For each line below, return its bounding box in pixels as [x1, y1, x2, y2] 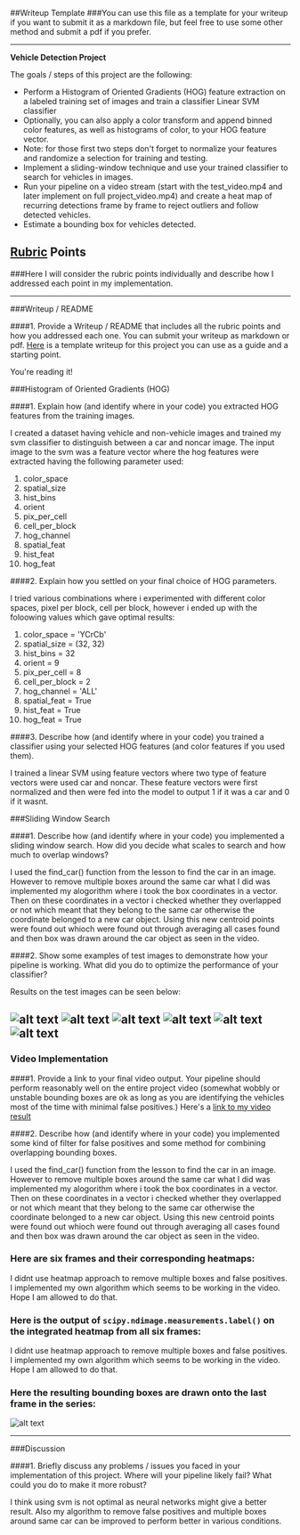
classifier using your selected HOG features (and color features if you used [10, 741, 286, 751]
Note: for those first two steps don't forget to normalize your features [22, 143, 278, 154]
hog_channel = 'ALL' [22, 686, 98, 696]
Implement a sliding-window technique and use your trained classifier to [22, 162, 288, 173]
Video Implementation [10, 1052, 109, 1065]
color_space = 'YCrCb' [22, 629, 107, 639]
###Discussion [10, 1443, 66, 1454]
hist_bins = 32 [22, 647, 76, 658]
